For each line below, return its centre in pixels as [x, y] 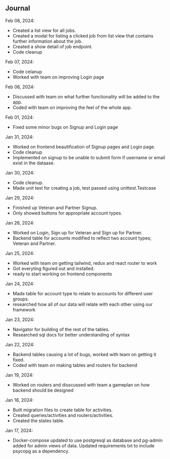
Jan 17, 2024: [19, 430]
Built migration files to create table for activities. [63, 410]
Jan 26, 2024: [20, 223]
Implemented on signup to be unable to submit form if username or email [89, 157]
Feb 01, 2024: [20, 117]
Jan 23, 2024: [20, 320]
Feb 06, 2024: [20, 87]
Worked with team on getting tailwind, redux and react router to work [85, 263]
